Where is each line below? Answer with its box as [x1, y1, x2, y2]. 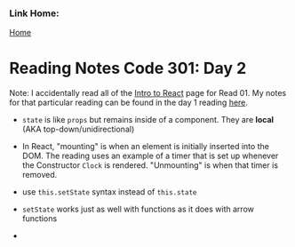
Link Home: [9, 7, 60, 20]
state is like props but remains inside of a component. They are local [21, 115, 274, 125]
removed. [21, 170, 58, 180]
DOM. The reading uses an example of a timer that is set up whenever [21, 150, 279, 162]
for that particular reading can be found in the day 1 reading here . [9, 97, 249, 108]
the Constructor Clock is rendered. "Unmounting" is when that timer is [21, 160, 278, 171]
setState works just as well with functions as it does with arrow [21, 203, 255, 215]
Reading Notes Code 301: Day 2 [9, 59, 247, 78]
